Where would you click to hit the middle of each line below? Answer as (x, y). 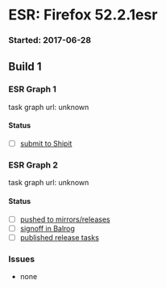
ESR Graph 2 (33, 165)
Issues (22, 259)
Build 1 (25, 66)
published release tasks (59, 237)
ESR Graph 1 (32, 89)
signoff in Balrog (47, 228)
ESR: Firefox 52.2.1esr (83, 15)
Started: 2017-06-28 (50, 40)
